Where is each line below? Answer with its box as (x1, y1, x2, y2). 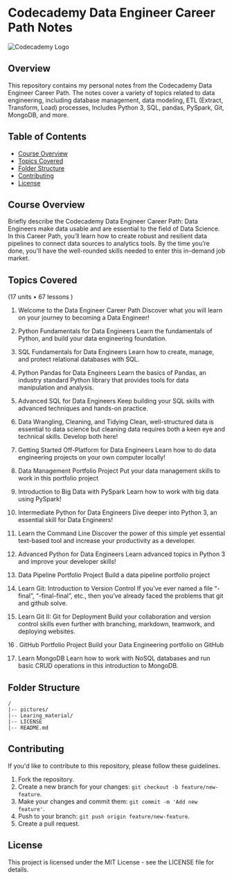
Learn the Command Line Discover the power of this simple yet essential (17, 529, 226, 537)
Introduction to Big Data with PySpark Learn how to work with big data (17, 487, 219, 496)
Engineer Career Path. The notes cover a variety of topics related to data (8, 88, 215, 97)
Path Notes (8, 19, 73, 35)
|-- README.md (8, 724, 49, 731)
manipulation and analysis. (17, 383, 94, 392)
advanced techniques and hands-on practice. (17, 404, 148, 412)
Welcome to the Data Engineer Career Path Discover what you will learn (17, 306, 223, 315)
